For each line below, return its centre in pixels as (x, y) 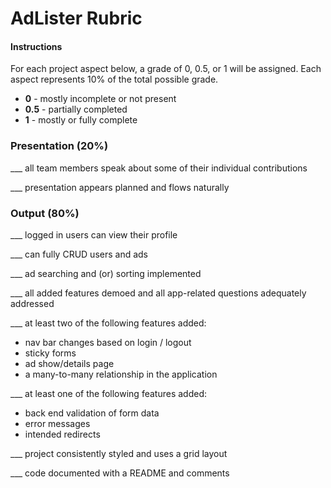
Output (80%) (45, 213)
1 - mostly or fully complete (81, 120)
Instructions (36, 46)
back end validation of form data (92, 413)
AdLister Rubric (76, 18)
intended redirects (62, 434)
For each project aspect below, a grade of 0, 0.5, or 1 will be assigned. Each (166, 69)
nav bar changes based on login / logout (108, 342)
